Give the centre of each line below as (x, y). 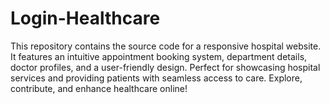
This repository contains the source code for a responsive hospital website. (166, 46)
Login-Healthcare (85, 18)
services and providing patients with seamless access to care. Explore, (156, 78)
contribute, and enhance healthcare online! (99, 88)
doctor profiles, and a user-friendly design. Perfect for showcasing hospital (165, 67)
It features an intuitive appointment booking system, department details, (159, 56)
